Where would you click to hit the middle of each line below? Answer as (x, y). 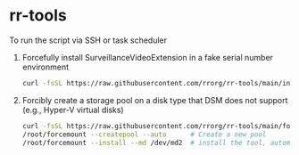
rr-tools (38, 16)
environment (46, 67)
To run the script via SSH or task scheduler (88, 40)
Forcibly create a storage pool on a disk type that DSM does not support (155, 100)
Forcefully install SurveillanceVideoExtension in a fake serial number (148, 57)
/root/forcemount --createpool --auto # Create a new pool (144, 135)
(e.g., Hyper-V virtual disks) (73, 110)
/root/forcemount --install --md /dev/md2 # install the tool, (144, 143)
